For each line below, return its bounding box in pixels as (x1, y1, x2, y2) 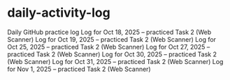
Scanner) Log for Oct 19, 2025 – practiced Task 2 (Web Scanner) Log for (7, 35, 217, 43)
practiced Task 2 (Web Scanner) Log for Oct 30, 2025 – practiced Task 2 (7, 50, 217, 58)
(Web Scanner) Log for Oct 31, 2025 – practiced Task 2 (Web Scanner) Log (7, 57, 224, 65)
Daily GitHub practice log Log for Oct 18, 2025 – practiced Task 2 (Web (7, 28, 212, 36)
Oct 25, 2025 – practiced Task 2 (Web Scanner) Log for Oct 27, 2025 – (7, 42, 210, 51)
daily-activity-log (7, 5, 110, 21)
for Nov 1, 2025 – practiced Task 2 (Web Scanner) (7, 65, 152, 73)
